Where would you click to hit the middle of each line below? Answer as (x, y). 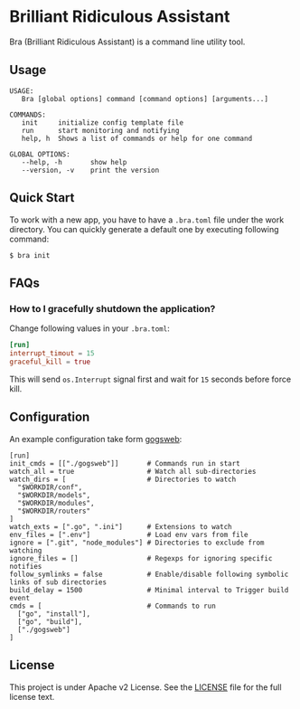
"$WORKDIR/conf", (50, 487)
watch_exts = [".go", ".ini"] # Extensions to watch (121, 526)
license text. (32, 696)
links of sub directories (58, 582)
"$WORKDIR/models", (54, 495)
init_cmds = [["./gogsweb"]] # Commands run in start (125, 463)
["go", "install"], (54, 614)
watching (26, 550)
